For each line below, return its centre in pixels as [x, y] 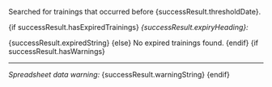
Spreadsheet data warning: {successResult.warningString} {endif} [119, 75]
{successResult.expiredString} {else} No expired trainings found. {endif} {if [134, 43]
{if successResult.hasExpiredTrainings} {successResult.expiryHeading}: [128, 27]
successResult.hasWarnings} [57, 51]
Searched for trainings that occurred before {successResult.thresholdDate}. [135, 12]
